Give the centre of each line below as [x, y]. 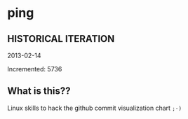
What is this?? [39, 91]
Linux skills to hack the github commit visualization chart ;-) [95, 108]
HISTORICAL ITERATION [61, 39]
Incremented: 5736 [35, 69]
